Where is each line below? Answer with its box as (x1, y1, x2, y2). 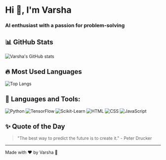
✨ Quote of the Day (5, 122, 65, 130)
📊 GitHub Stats (5, 38, 53, 46)
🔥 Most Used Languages (5, 67, 83, 76)
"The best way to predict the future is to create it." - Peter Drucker (17, 135, 152, 141)
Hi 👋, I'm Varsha (5, 4, 72, 16)
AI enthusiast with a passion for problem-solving (5, 22, 125, 29)
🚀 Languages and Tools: (5, 95, 81, 103)
